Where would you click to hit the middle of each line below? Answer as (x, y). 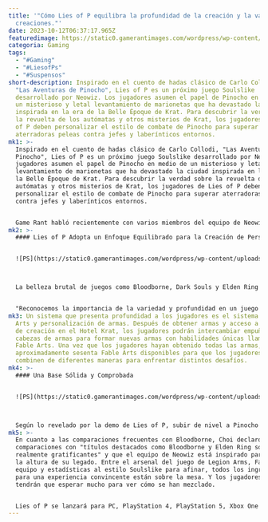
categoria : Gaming (39, 45)
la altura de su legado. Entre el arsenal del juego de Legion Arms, (133, 462)
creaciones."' (39, 23)
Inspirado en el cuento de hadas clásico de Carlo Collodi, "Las (126, 149)
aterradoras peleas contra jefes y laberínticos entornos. (116, 134)
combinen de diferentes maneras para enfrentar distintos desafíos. (132, 361)
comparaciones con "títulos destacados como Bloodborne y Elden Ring (133, 448)
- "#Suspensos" (41, 75)
